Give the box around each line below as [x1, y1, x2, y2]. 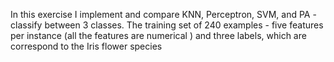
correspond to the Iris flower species [10, 40, 163, 52]
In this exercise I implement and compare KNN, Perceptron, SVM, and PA [10, 9, 311, 20]
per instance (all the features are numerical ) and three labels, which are [10, 30, 307, 41]
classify [10, 19, 43, 31]
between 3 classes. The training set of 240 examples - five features [44, 19, 324, 31]
